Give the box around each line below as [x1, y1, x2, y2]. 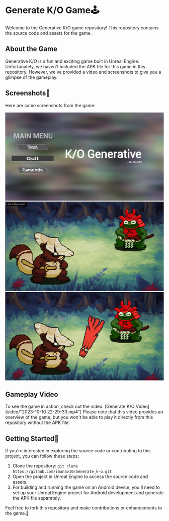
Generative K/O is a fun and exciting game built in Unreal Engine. [5, 58, 140, 64]
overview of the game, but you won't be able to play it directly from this [5, 414, 153, 420]
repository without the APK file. [5, 419, 70, 425]
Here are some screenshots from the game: [5, 102, 96, 108]
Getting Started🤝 [5, 434, 59, 443]
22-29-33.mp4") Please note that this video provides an [47, 409, 163, 415]
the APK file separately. [12, 495, 61, 501]
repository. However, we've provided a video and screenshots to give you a [5, 69, 161, 75]
